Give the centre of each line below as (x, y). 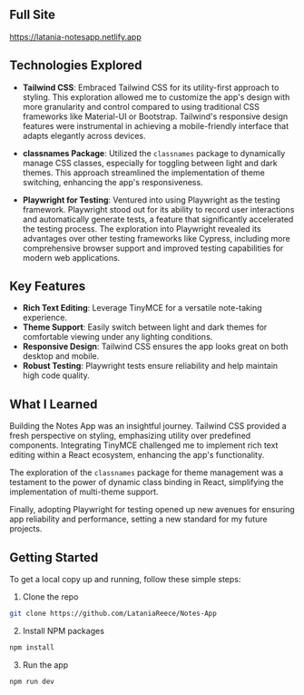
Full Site (33, 15)
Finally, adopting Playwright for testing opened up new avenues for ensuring (152, 510)
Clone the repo (50, 597)
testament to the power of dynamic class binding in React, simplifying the (147, 482)
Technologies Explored (76, 66)
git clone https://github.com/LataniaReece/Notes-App (113, 614)
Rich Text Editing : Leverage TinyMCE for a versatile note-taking (142, 308)
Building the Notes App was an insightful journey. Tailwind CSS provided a (148, 426)
